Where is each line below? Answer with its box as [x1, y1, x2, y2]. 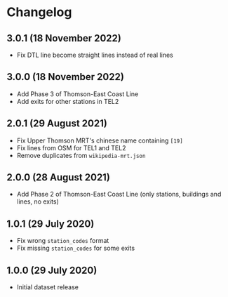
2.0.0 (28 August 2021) [6, 171, 110, 183]
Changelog [6, 4, 72, 20]
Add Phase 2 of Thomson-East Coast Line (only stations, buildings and [16, 190, 222, 199]
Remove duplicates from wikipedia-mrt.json [16, 151, 146, 159]
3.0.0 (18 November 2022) [6, 71, 124, 83]
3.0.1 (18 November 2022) [6, 32, 122, 44]
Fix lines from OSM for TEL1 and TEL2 [16, 143, 126, 152]
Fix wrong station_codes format [16, 237, 109, 245]
